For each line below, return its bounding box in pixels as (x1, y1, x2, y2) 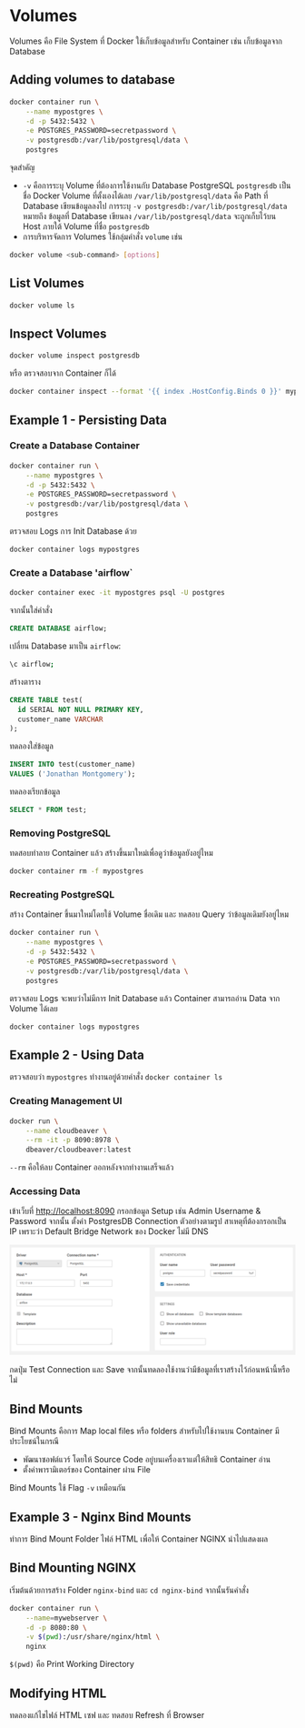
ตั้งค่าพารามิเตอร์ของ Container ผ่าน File (22, 1464, 152, 1475)
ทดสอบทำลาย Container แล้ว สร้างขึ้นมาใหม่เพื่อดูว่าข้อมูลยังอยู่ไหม (9, 848, 213, 859)
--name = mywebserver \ (25, 1613, 107, 1623)
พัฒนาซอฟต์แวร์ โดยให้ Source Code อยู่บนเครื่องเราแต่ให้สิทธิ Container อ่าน (22, 1454, 271, 1465)
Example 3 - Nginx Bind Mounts (9, 1509, 192, 1524)
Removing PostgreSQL (9, 827, 112, 839)
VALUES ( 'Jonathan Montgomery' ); (9, 769, 136, 779)
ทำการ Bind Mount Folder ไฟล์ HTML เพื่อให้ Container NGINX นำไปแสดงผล (9, 1533, 269, 1544)
